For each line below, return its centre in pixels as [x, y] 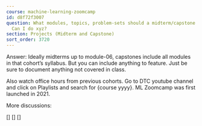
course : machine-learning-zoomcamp [51, 12]
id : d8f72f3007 [25, 17]
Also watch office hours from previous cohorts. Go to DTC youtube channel [100, 81]
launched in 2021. [28, 94]
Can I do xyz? [29, 28]
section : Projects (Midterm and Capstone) [60, 34]
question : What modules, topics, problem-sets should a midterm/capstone [101, 23]
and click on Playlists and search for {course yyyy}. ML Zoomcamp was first [101, 87]
